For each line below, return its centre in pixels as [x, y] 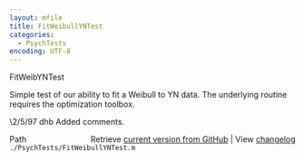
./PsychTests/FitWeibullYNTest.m [73, 148]
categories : [32, 34]
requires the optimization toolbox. [72, 104]
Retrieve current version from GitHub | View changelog [193, 139]
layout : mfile [36, 18]
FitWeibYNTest [37, 77]
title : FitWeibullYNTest [56, 26]
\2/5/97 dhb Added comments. [67, 122]
